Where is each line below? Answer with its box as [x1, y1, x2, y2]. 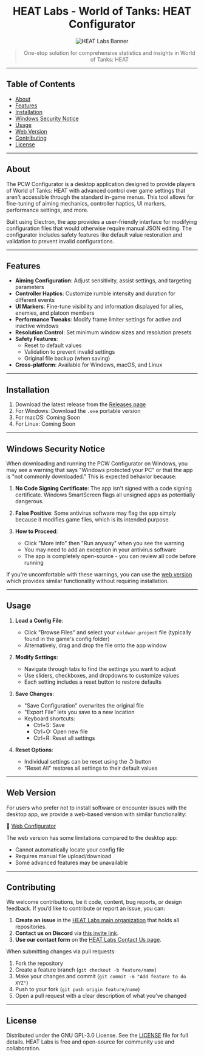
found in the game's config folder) [24, 635, 110, 642]
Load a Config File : [15, 617, 64, 624]
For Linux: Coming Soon [15, 420, 76, 428]
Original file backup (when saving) [24, 355, 110, 362]
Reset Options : [15, 746, 53, 753]
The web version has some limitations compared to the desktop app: [6, 834, 178, 841]
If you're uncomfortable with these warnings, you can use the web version [6, 571, 192, 578]
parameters [15, 284, 44, 291]
